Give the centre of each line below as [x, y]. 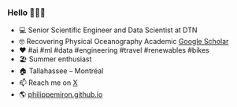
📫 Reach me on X [48, 83]
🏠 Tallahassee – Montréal [61, 71]
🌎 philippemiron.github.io [61, 94]
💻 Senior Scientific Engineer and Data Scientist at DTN [108, 30]
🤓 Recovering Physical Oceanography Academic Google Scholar [124, 42]
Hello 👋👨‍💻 [26, 13]
